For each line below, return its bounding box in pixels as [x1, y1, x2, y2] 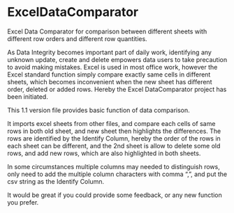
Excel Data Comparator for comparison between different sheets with [7, 27, 207, 35]
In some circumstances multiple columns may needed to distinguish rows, [7, 162, 220, 171]
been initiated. [7, 92, 49, 101]
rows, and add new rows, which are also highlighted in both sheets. [7, 149, 201, 157]
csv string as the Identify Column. [7, 177, 105, 185]
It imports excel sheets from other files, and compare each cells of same [7, 119, 216, 127]
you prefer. [7, 198, 39, 206]
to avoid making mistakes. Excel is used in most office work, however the [7, 63, 218, 71]
